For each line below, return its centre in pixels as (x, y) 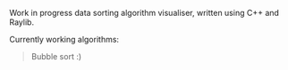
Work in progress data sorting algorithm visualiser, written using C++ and (144, 13)
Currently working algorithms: (64, 39)
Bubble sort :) (56, 56)
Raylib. (21, 22)
